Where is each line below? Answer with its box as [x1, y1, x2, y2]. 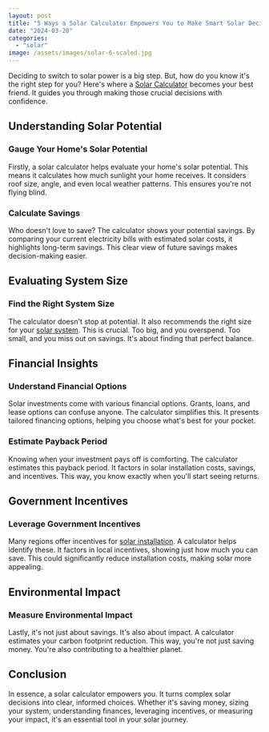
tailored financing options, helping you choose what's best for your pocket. [8, 416, 256, 425]
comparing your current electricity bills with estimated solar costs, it [8, 234, 233, 243]
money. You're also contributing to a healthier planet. [8, 645, 183, 654]
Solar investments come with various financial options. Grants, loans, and [8, 399, 251, 408]
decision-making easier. [8, 251, 88, 260]
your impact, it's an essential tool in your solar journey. [8, 714, 189, 724]
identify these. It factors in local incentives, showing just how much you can [8, 545, 259, 555]
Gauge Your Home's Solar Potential [8, 143, 148, 155]
